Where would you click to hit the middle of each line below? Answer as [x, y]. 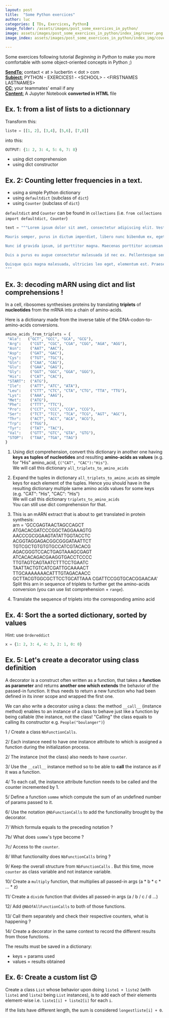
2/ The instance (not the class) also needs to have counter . [66, 757]
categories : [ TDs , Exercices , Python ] [47, 24]
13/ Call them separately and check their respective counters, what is [77, 916]
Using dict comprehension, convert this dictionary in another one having [87, 452]
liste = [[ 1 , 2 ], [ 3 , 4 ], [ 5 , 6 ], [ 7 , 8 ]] [47, 131]
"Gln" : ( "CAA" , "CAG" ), [36, 362]
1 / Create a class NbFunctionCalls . [41, 732]
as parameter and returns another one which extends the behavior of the [82, 685]
